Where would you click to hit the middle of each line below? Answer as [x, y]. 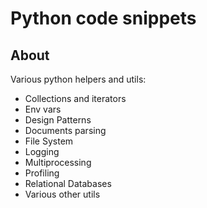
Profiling [42, 173]
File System [49, 141]
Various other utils [62, 194]
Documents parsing [65, 130]
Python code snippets [103, 18]
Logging [42, 151]
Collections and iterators [75, 98]
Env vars [43, 109]
